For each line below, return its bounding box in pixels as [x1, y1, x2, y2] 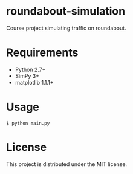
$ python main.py [6, 120, 50, 126]
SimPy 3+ [15, 72, 40, 80]
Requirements [6, 46, 79, 60]
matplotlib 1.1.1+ [15, 78, 54, 86]
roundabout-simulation [6, 4, 126, 18]
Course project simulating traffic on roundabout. [6, 24, 126, 32]
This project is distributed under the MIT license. [6, 160, 128, 168]
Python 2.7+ [15, 66, 46, 73]
